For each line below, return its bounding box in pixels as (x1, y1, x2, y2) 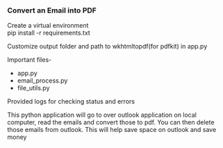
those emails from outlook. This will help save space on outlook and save (7, 126, 217, 134)
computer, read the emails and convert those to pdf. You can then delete (7, 118, 215, 126)
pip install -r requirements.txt (7, 28, 90, 37)
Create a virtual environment (7, 22, 89, 30)
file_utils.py (17, 84, 50, 92)
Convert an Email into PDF (7, 6, 97, 15)
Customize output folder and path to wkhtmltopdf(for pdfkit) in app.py (7, 42, 208, 51)
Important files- (7, 56, 52, 64)
